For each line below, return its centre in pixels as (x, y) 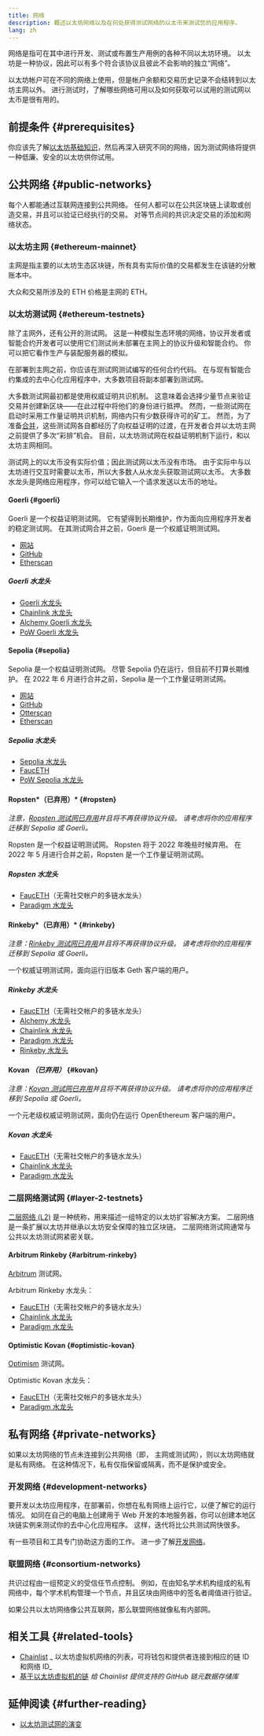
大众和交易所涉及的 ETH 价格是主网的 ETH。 (80, 292)
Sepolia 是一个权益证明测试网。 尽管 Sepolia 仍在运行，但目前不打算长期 (126, 669)
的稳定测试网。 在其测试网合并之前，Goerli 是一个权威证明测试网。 (116, 528)
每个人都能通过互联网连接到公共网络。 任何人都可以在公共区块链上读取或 (126, 205)
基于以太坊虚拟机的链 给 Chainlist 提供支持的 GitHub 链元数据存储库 (129, 1676)
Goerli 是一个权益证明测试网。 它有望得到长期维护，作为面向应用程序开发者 (130, 518)
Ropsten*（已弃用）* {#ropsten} (62, 799)
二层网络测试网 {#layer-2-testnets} (76, 1199)
